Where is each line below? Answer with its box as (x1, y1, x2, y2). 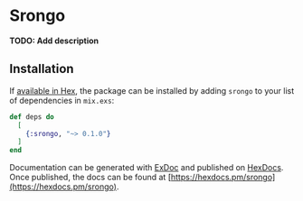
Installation (9, 61, 74, 77)
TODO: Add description (9, 35, 99, 46)
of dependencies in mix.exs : (9, 95, 115, 105)
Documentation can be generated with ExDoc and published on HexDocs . (9, 162, 284, 173)
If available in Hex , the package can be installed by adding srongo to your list (9, 85, 295, 96)
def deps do (9, 112, 54, 122)
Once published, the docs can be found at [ (9, 172, 172, 183)
